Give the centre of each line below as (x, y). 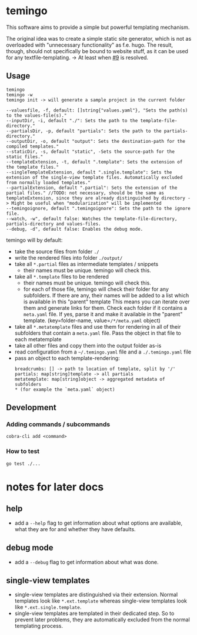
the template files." (33, 167)
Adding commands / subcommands (58, 424)
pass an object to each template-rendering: (67, 358)
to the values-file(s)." (36, 115)
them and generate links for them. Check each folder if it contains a (105, 307)
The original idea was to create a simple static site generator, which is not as (99, 38)
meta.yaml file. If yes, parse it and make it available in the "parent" (103, 314)
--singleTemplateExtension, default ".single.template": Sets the (89, 172)
